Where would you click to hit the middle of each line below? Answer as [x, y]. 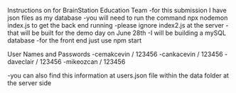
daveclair [21, 62]
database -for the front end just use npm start [75, 40]
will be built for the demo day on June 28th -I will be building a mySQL [123, 33]
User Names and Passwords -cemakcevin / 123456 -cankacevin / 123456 [115, 54]
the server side [29, 83]
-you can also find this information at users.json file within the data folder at [118, 75]
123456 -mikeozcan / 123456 [82, 62]
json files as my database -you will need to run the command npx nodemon [118, 18]
